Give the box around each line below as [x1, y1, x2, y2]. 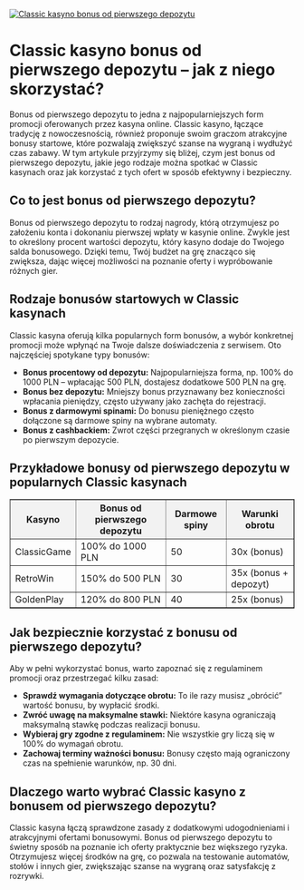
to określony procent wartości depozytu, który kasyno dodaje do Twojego [9, 236, 285, 247]
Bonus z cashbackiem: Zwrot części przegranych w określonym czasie [22, 425, 290, 435]
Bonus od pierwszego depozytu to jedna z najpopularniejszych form [9, 109, 264, 120]
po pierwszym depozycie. [22, 434, 119, 445]
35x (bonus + [230, 567, 290, 580]
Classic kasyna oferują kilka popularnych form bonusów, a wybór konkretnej [9, 329, 294, 340]
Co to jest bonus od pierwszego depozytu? [9, 193, 256, 209]
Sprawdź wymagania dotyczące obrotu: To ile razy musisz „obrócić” [22, 690, 283, 701]
